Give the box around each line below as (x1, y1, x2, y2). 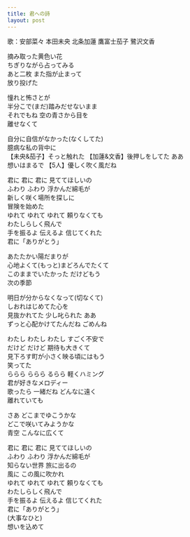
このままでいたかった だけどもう (7, 270, 101, 278)
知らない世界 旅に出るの (7, 460, 77, 469)
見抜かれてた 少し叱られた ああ (7, 310, 96, 319)
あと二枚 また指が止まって (7, 69, 82, 78)
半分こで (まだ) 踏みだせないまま (7, 102, 98, 110)
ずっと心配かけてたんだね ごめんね (7, 319, 107, 328)
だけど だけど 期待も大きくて (7, 343, 91, 352)
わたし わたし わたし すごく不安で (7, 334, 105, 343)
